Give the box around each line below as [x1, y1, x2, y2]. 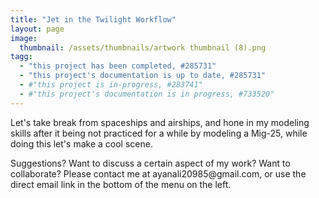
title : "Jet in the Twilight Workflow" [10, 14, 177, 25]
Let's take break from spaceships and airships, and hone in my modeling [10, 116, 310, 128]
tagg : [10, 52, 33, 62]
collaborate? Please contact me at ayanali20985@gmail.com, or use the [10, 167, 307, 180]
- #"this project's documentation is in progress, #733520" [19, 89, 275, 99]
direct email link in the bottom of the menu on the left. [10, 178, 232, 190]
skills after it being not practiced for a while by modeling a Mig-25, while [10, 127, 308, 139]
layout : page [10, 24, 65, 34]
